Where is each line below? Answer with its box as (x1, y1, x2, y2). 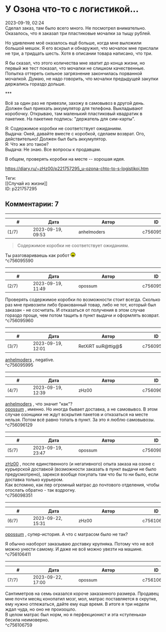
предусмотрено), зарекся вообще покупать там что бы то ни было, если (5, 471, 159, 477)
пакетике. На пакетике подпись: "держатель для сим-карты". (5, 116, 135, 122)
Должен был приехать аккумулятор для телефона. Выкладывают (5, 105, 143, 111)
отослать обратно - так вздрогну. (5, 487, 76, 493)
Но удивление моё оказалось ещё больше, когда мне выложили (5, 40, 142, 45)
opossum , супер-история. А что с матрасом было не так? (5, 531, 128, 537)
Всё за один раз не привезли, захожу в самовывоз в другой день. (5, 100, 145, 106)
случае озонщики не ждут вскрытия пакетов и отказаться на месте (5, 411, 148, 417)
